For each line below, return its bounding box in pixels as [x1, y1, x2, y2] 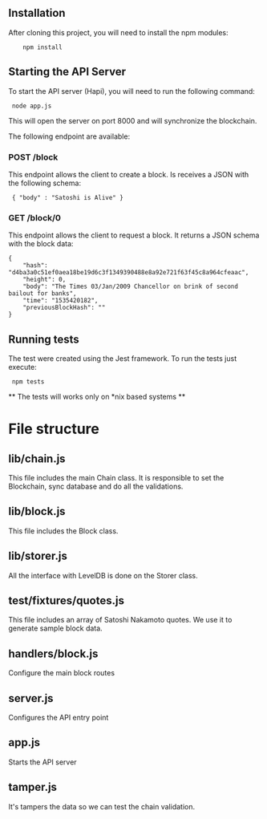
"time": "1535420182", [22, 297, 99, 305]
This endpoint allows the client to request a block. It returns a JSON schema [8, 230, 260, 240]
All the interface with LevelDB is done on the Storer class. [8, 570, 198, 580]
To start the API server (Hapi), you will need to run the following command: [8, 86, 255, 95]
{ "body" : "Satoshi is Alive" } [11, 193, 124, 201]
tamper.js [8, 780, 58, 794]
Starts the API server [8, 757, 78, 767]
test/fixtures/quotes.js [8, 594, 124, 608]
